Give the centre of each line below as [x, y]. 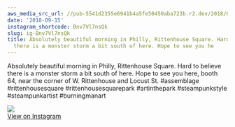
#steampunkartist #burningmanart [57, 96]
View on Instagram [34, 116]
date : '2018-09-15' [36, 20]
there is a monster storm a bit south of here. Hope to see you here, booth [113, 73]
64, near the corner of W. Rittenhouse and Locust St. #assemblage [103, 81]
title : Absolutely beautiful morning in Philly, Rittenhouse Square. [111, 40]
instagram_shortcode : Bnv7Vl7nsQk [58, 27]
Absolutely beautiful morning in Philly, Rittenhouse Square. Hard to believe [114, 66]
